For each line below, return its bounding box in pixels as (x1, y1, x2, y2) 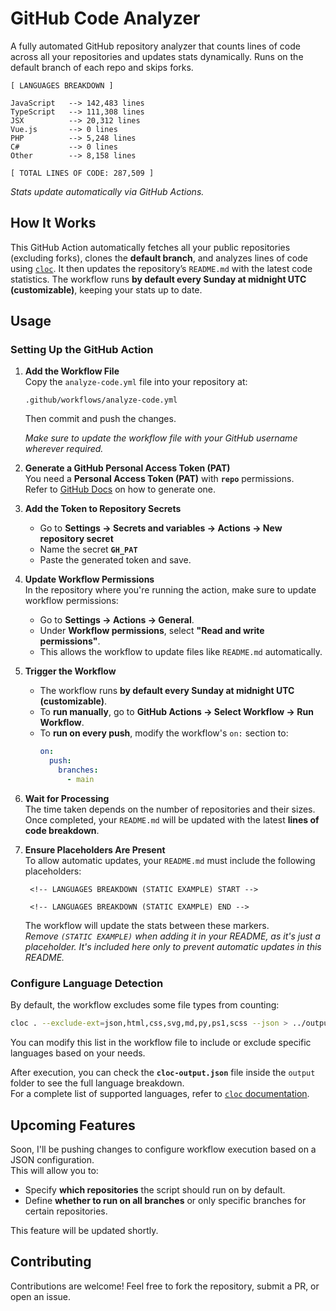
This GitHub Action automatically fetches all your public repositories (10, 241, 291, 253)
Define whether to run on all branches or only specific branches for (24, 1194, 307, 1206)
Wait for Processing (24, 792, 110, 804)
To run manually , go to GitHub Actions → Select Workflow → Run (39, 706, 314, 718)
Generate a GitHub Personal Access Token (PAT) (24, 462, 231, 474)
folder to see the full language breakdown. (10, 1077, 185, 1089)
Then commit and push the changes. (24, 413, 177, 425)
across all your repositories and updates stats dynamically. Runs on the (10, 50, 304, 62)
